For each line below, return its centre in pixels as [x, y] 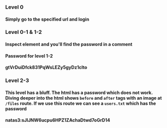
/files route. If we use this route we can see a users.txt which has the [81, 103]
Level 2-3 [17, 80]
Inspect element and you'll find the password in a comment [69, 45]
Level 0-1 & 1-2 [24, 32]
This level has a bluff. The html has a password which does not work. [79, 93]
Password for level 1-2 [29, 56]
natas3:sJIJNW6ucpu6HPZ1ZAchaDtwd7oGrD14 [58, 120]
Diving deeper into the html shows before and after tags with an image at [83, 98]
